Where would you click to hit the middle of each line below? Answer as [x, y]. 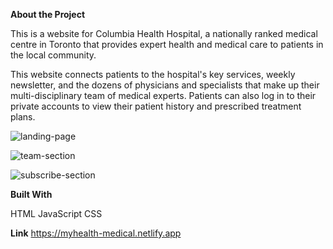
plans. [23, 117]
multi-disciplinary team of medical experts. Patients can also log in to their [163, 95]
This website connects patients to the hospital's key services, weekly [153, 74]
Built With [31, 194]
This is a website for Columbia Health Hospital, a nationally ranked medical [164, 33]
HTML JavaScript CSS [56, 213]
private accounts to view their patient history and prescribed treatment [156, 106]
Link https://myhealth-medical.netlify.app [96, 233]
